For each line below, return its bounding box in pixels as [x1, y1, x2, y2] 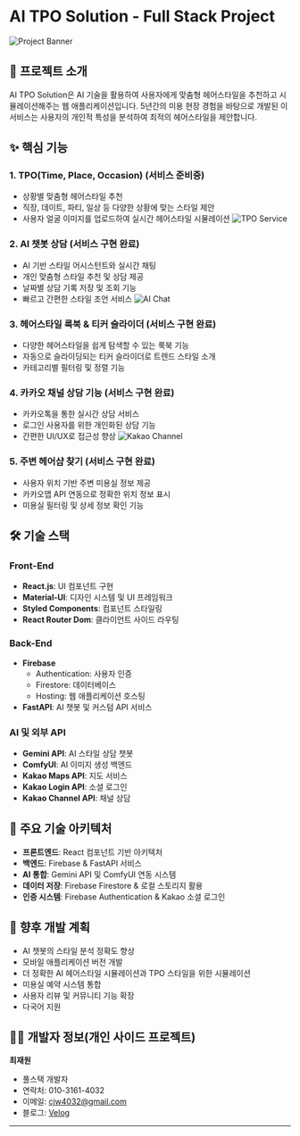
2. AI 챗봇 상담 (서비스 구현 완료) [9, 238, 140, 251]
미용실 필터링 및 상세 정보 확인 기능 [21, 500, 145, 510]
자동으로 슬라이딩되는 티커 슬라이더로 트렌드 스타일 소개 [21, 351, 216, 362]
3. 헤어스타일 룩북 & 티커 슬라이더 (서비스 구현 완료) [9, 318, 217, 330]
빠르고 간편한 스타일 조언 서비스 [21, 293, 132, 304]
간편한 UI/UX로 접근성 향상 [21, 431, 116, 442]
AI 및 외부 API [9, 726, 66, 738]
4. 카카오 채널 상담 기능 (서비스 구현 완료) [9, 386, 175, 399]
